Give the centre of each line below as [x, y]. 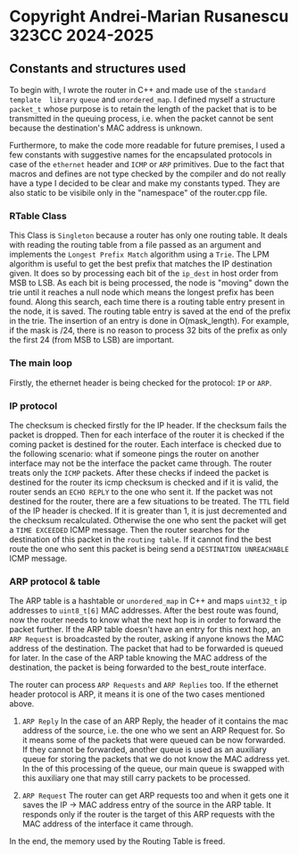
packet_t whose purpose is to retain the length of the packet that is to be [143, 109]
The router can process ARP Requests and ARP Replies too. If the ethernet [144, 685]
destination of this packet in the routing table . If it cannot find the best [141, 539]
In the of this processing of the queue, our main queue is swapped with [153, 769]
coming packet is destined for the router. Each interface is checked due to [145, 444]
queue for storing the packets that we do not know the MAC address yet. [156, 759]
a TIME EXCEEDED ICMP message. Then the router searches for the [129, 529]
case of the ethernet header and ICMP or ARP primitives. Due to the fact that [147, 164]
